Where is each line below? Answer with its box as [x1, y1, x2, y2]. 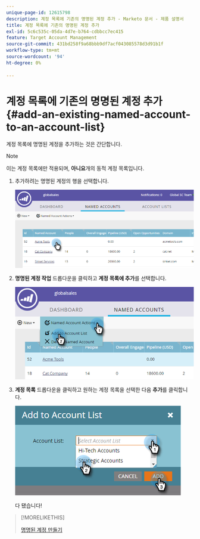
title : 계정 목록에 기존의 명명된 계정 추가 [6, 22, 100, 28]
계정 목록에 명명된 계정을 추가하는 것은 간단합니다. [6, 141, 123, 148]
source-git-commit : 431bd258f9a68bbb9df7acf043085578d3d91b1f [6, 41, 164, 47]
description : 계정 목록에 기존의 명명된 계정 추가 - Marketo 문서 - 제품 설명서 [6, 16, 184, 22]
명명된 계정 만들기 [20, 526, 62, 534]
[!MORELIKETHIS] [20, 514, 65, 521]
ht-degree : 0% [6, 60, 42, 66]
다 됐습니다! [14, 502, 43, 509]
